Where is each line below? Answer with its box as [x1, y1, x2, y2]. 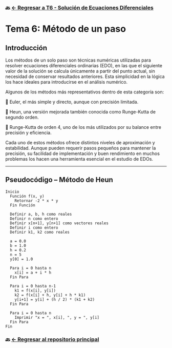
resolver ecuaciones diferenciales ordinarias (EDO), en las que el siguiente [5, 62, 163, 68]
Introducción [5, 43, 48, 52]
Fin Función [10, 202, 36, 208]
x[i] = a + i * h [14, 270, 52, 275]
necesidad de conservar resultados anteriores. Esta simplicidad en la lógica [5, 73, 165, 80]
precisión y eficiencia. [5, 129, 52, 136]
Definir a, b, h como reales [10, 211, 72, 217]
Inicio [5, 189, 19, 194]
